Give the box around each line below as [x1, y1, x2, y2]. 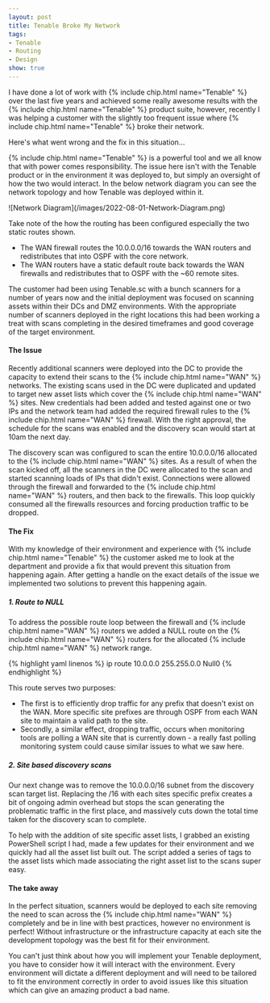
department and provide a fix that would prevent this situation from [8, 561, 231, 571]
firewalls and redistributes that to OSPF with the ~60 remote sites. [19, 268, 239, 278]
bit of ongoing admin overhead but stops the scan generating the [8, 798, 225, 808]
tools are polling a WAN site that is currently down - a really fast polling [19, 733, 256, 743]
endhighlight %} [8, 667, 62, 678]
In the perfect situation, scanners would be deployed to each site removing [8, 901, 258, 911]
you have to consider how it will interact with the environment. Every [8, 959, 235, 969]
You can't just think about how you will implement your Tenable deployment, [8, 951, 262, 961]
